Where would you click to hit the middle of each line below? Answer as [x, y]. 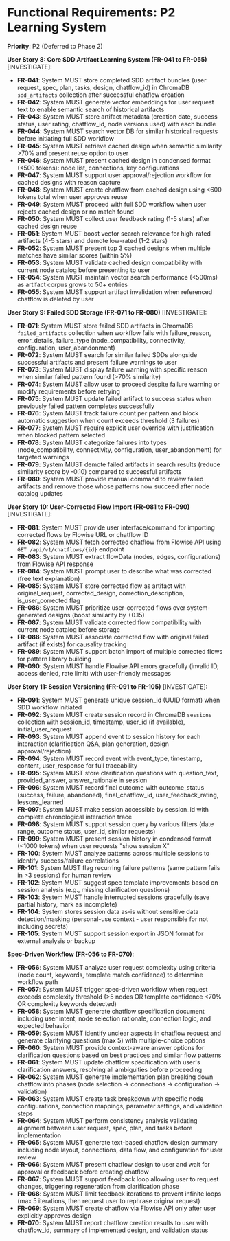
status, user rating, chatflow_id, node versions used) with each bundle [116, 124]
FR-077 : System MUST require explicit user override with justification [115, 428]
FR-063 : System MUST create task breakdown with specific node [110, 1098]
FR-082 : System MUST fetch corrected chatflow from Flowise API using [119, 542]
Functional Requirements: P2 [91, 13]
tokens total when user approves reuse [72, 196]
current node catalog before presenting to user [83, 270]
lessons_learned [40, 802]
